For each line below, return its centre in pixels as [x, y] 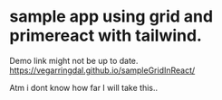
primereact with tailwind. [106, 36]
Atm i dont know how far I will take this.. [84, 87]
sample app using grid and [111, 17]
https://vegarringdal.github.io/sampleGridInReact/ [102, 70]
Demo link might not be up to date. [74, 60]
